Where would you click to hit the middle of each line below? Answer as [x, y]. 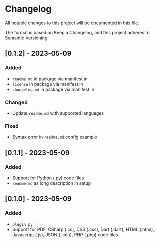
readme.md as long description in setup [52, 183]
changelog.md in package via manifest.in [53, 89]
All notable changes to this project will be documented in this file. [72, 23]
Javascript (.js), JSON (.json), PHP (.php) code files [65, 235]
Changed [17, 102]
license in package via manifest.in [48, 84]
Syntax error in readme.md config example [55, 137]
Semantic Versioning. [27, 38]
